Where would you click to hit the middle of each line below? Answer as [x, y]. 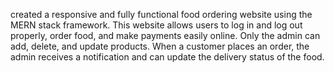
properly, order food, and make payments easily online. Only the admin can [165, 35]
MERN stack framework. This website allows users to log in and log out [156, 25]
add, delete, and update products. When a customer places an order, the [160, 46]
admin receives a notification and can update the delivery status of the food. [167, 57]
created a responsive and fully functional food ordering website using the [161, 14]
